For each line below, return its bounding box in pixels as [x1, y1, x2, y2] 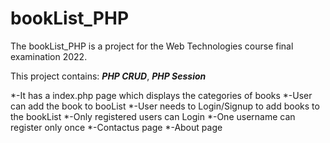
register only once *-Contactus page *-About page [10, 121, 223, 133]
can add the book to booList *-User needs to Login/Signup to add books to [10, 100, 320, 112]
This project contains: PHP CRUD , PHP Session [10, 70, 207, 82]
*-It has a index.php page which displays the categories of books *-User [10, 89, 313, 101]
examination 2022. [10, 50, 88, 62]
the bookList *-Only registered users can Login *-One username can [10, 110, 296, 122]
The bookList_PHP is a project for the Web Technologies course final [10, 40, 294, 52]
